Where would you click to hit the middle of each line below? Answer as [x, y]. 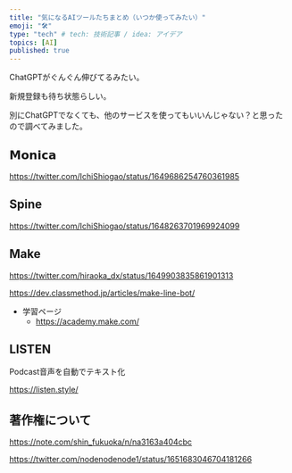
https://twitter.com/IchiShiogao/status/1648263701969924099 [125, 226]
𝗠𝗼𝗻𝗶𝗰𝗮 [33, 155]
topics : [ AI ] [33, 42]
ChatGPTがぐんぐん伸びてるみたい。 [77, 78]
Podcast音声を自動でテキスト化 [67, 372]
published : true [39, 51]
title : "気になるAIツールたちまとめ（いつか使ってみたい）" [108, 17]
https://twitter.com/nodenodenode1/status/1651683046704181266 [131, 460]
